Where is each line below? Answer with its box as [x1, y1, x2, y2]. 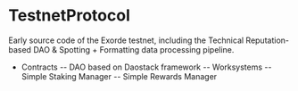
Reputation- [245, 35, 289, 45]
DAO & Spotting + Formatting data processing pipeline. [33, 44, 235, 54]
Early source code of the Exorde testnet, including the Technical [8, 35, 244, 45]
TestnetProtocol [8, 5, 130, 26]
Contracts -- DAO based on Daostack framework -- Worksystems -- [21, 62, 272, 72]
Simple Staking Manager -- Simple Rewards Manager [21, 70, 218, 81]
